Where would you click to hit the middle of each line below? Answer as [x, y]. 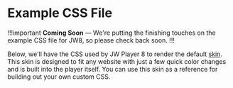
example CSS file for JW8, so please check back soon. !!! [91, 40]
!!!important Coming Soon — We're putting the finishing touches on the [112, 33]
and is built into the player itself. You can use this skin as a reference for [113, 69]
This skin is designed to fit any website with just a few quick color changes [117, 61]
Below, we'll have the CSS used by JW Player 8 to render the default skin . [115, 54]
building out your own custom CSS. [59, 77]
